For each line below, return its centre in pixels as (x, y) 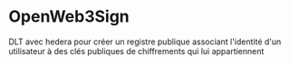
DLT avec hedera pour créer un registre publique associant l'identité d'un (145, 42)
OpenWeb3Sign (69, 17)
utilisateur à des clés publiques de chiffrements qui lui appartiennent (136, 51)
